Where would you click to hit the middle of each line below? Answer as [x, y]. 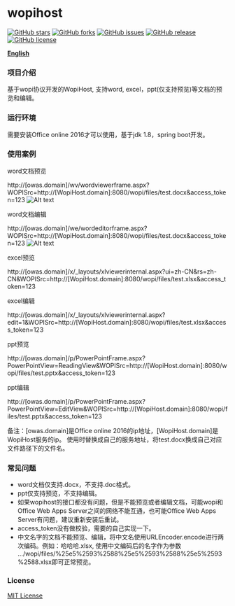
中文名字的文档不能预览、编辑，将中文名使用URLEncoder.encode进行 [117, 537]
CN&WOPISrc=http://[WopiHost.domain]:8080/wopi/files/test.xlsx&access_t [116, 279]
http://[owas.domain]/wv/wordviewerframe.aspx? [78, 185]
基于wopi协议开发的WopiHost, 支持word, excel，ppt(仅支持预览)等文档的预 [115, 90]
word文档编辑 [27, 214]
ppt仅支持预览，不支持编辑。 [59, 493]
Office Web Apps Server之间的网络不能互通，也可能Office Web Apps [117, 511]
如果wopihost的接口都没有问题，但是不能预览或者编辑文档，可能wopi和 [120, 502]
